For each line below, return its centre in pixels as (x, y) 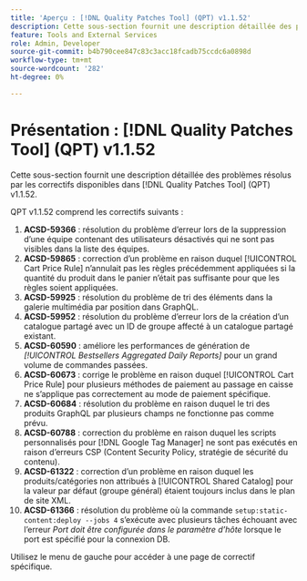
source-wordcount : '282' (57, 69)
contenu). (41, 462)
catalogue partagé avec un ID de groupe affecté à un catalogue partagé (159, 326)
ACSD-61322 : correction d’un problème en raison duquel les (138, 471)
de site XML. (47, 500)
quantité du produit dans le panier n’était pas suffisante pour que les (152, 278)
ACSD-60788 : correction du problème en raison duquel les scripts (150, 433)
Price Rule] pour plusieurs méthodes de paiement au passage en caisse (159, 384)
